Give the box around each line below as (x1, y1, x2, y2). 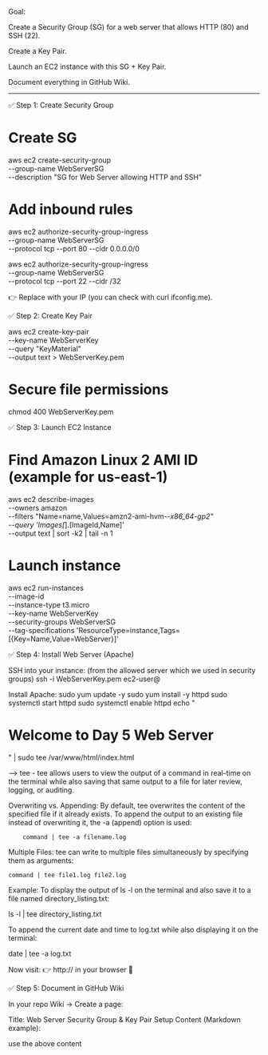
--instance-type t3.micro (8, 600, 90, 609)
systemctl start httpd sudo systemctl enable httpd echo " (8, 698, 195, 708)
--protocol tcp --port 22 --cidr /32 (8, 276, 121, 286)
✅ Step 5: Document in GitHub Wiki (8, 983, 124, 993)
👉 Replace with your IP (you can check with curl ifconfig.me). (8, 292, 213, 302)
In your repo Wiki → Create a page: (8, 999, 124, 1009)
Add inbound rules (8, 200, 133, 219)
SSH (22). (8, 31, 41, 40)
